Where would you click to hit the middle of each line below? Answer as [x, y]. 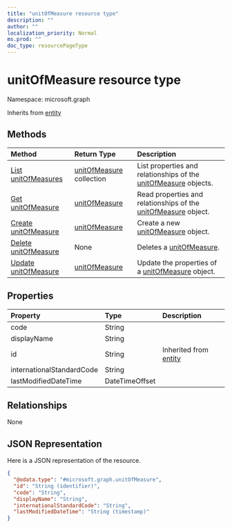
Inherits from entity [34, 112]
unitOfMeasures [37, 179]
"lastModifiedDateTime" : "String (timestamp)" [81, 512]
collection [90, 179]
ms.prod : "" [24, 39]
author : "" [23, 26]
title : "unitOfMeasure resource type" [63, 14]
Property [26, 315]
